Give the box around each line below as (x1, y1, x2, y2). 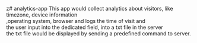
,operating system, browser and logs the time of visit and (6, 18, 145, 24)
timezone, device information (6, 11, 78, 18)
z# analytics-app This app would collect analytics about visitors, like (6, 5, 173, 12)
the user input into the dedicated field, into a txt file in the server (6, 24, 163, 31)
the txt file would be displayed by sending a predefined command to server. (6, 30, 191, 37)
